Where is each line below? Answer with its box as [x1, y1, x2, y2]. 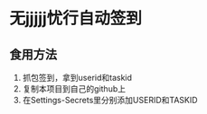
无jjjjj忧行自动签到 [9, 8, 142, 29]
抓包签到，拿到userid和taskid [22, 73, 133, 83]
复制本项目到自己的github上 [22, 83, 127, 94]
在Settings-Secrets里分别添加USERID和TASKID [22, 95, 198, 105]
